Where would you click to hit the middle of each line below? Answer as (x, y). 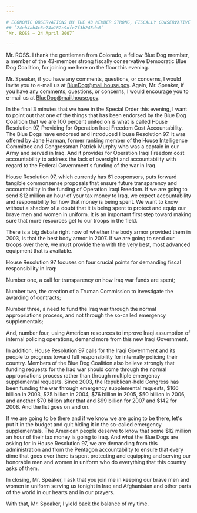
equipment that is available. (39, 251)
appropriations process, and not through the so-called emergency (86, 315)
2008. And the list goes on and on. (48, 407)
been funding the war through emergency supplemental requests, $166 (92, 388)
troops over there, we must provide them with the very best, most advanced (98, 244)
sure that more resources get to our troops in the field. (72, 221)
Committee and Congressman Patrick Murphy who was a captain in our (93, 147)
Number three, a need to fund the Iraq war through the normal (81, 309)
